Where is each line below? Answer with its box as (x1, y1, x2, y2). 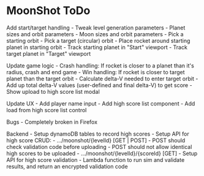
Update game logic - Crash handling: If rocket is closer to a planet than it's (6, 62, 194, 69)
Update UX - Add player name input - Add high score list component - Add (6, 99, 195, 107)
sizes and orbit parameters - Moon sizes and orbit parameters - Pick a (6, 30, 184, 37)
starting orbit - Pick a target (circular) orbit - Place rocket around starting (6, 37, 191, 44)
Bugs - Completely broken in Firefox (6, 118, 98, 126)
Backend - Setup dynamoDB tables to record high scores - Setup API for (6, 130, 190, 137)
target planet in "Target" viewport (6, 50, 91, 57)
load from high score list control (6, 106, 87, 113)
